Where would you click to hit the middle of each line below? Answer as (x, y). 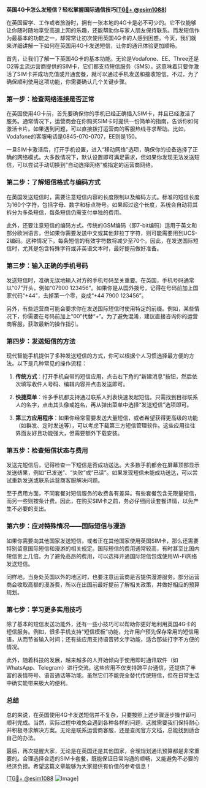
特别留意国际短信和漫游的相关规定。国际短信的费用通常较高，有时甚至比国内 (103, 548)
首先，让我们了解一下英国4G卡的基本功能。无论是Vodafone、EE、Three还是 (103, 59)
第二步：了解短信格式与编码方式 (54, 182)
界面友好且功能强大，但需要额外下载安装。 (69, 433)
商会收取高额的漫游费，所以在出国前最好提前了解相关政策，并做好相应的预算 (103, 584)
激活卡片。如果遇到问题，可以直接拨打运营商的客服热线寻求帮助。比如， (97, 129)
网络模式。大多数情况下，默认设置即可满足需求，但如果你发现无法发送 (105, 157)
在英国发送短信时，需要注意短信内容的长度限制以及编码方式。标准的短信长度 (103, 197)
